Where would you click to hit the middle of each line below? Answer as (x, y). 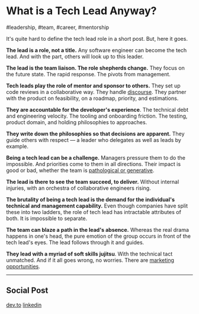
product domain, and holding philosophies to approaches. (77, 122)
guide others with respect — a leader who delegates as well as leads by (94, 140)
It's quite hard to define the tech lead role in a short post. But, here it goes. (97, 38)
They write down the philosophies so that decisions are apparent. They (95, 134)
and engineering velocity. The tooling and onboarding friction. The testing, (97, 116)
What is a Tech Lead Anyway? (81, 11)
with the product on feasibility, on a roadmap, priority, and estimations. (92, 98)
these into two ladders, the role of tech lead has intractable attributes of (94, 212)
